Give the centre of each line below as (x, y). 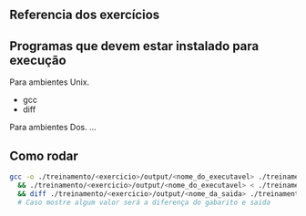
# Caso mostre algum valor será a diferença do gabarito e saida (144, 202)
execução (38, 60)
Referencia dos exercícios (85, 15)
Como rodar (44, 155)
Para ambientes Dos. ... (53, 128)
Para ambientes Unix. (50, 82)
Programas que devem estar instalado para (134, 46)
